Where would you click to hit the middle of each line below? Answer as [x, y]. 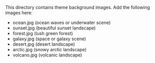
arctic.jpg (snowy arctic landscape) [50, 50]
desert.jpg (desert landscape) [44, 44]
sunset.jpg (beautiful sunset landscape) [54, 28]
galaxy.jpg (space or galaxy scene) [49, 39]
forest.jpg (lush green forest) [43, 33]
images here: [19, 13]
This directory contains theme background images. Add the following [78, 7]
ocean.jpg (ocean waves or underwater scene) [61, 23]
